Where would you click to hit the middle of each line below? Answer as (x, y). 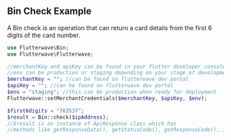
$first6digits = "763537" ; (46, 110)
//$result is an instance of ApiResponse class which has (92, 124)
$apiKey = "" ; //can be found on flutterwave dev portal (90, 86)
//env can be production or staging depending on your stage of (101, 73)
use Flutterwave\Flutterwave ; (51, 54)
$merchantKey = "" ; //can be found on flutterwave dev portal (98, 79)
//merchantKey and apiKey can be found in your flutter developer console (117, 67)
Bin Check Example (49, 11)
